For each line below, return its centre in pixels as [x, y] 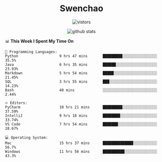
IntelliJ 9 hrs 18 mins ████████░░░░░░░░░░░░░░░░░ [81, 116]
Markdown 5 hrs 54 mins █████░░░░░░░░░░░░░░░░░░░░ [81, 73]
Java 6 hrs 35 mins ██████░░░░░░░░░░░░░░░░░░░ [81, 64]
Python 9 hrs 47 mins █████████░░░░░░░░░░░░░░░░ [81, 56]
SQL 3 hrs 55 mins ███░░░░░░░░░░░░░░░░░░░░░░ [81, 81]
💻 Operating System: [27, 137]
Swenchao [81, 9]
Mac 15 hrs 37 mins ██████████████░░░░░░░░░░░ [81, 143]
